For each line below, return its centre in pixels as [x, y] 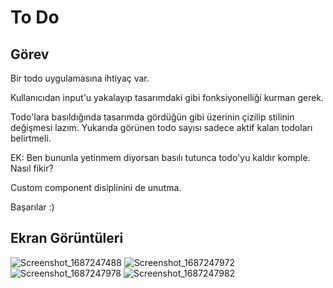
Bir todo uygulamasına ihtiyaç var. [80, 78]
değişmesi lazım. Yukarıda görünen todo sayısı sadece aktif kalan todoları [161, 127]
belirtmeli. [31, 138]
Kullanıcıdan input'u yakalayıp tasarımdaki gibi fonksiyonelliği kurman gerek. [167, 97]
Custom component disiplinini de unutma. [96, 187]
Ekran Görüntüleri [67, 238]
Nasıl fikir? [32, 168]
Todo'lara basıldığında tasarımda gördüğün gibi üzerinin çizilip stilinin [152, 117]
